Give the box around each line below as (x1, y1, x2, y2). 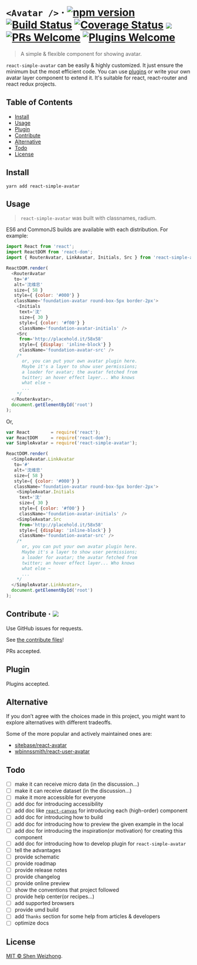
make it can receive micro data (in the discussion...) (14, 780, 140, 788)
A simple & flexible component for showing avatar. (20, 50, 142, 57)
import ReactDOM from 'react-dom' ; (6, 249, 93, 255)
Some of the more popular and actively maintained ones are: (6, 731, 152, 738)
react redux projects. (6, 80, 57, 88)
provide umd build (14, 906, 59, 913)
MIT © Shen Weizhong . (6, 953, 63, 960)
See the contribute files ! (6, 636, 64, 643)
